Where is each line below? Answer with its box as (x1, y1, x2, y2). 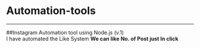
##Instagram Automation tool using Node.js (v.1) (6, 29, 124, 36)
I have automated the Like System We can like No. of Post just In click (6, 35, 179, 42)
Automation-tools (6, 4, 96, 18)
